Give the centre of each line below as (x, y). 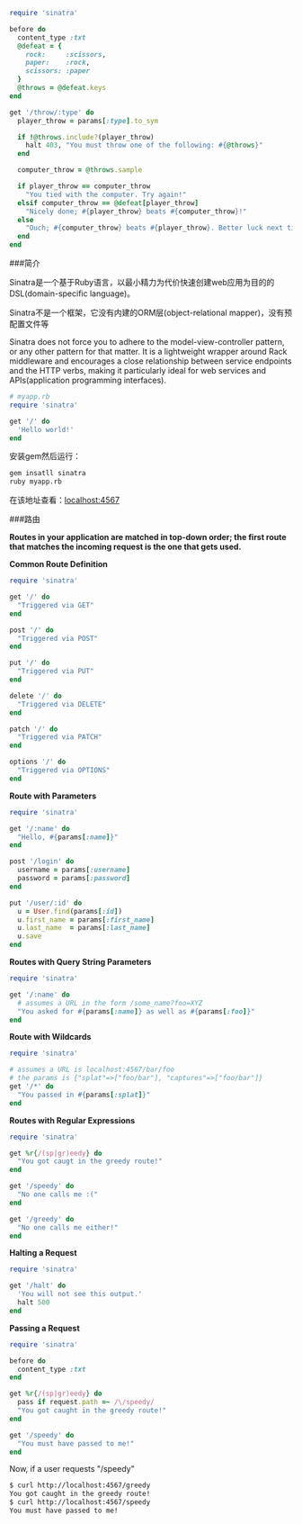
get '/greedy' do (42, 1219)
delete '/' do (36, 696)
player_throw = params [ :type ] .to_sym (88, 121)
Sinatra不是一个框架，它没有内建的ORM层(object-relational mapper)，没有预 (151, 312)
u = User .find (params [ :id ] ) (70, 911)
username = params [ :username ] (74, 870)
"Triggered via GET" (56, 605)
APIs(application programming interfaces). (88, 380)
